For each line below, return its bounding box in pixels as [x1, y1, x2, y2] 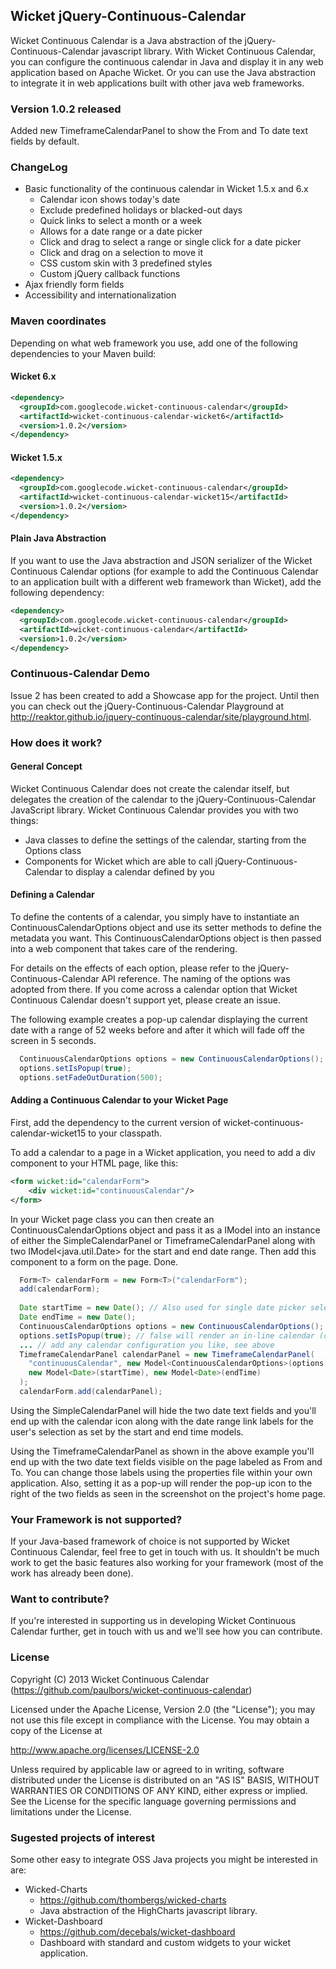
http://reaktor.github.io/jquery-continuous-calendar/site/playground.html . [10, 710, 312, 723]
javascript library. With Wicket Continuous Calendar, [101, 45, 317, 57]
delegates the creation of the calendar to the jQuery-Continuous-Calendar [10, 793, 317, 805]
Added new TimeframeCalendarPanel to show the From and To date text [10, 125, 309, 137]
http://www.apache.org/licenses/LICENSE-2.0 [10, 1744, 200, 1756]
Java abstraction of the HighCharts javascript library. [39, 1905, 258, 1917]
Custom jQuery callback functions [39, 268, 181, 280]
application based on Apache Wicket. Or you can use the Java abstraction [10, 66, 316, 78]
